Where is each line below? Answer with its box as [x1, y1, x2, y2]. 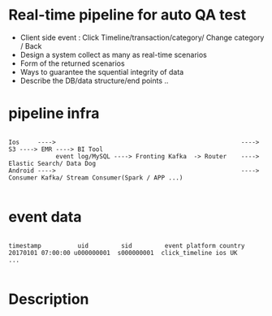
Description [8, 290, 89, 308]
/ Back [19, 41, 42, 50]
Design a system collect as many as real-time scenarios [19, 50, 207, 59]
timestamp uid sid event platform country [8, 241, 245, 249]
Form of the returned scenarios [19, 58, 125, 68]
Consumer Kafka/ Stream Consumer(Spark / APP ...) [8, 173, 183, 182]
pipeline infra [8, 104, 100, 123]
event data [8, 208, 83, 227]
